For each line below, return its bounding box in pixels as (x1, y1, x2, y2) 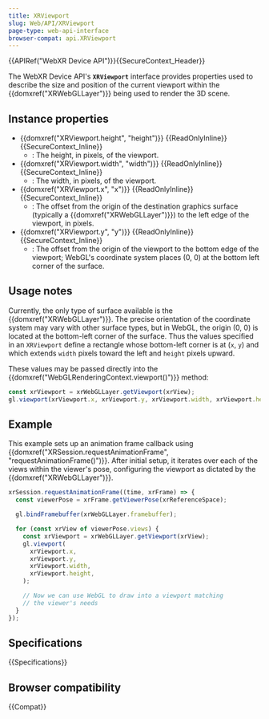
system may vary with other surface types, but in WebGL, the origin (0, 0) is (8, 323, 259, 332)
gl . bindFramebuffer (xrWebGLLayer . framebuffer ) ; (15, 510, 178, 518)
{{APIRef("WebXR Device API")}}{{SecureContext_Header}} (8, 56, 206, 66)
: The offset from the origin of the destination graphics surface (31, 201, 239, 211)
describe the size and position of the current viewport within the (8, 80, 220, 90)
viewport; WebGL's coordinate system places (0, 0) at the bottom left (31, 253, 260, 262)
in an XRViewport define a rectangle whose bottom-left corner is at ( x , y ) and (8, 339, 259, 349)
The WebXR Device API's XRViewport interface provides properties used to (8, 71, 254, 81)
